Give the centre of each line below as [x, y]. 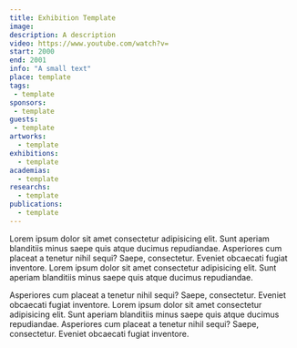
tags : [20, 86]
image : [22, 26]
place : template [40, 77]
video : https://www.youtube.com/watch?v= [89, 43]
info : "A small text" [51, 69]
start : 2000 [32, 52]
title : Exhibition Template [63, 18]
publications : [36, 205]
